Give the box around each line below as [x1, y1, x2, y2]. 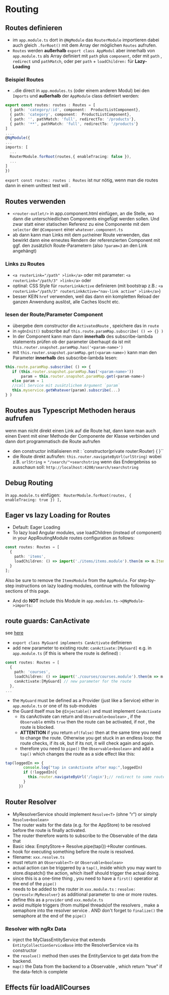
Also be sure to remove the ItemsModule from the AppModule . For [5, 577, 137, 583]
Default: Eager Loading [12, 524, 60, 530]
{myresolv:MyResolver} [12, 892, 60, 897]
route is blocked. [20, 724, 55, 730]
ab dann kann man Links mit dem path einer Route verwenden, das [12, 232, 150, 238]
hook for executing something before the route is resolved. [12, 849, 135, 855]
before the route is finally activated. [12, 827, 87, 833]
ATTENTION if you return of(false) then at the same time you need [20, 729, 161, 735]
